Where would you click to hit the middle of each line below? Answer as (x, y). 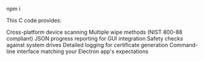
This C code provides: (34, 20)
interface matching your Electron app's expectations (82, 51)
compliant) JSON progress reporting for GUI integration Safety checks (95, 38)
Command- (184, 45)
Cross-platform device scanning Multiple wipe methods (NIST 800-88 (94, 32)
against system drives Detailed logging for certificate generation (87, 45)
